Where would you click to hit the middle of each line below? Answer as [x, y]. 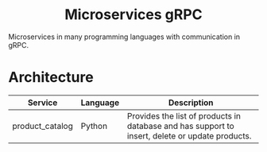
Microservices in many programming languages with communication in [124, 37]
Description [191, 103]
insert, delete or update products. [189, 135]
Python [94, 126]
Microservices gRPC [133, 15]
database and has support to [180, 126]
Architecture [51, 78]
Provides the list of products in [184, 115]
